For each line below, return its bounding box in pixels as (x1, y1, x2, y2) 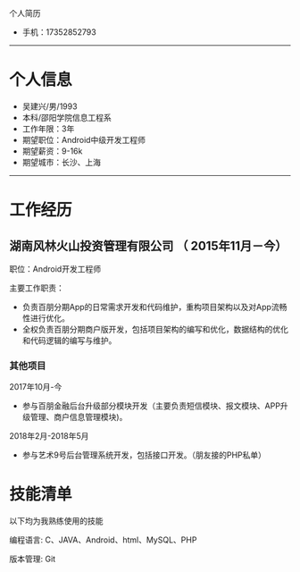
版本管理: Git (9, 553, 56, 565)
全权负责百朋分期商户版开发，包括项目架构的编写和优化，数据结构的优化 (21, 324, 288, 334)
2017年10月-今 (9, 382, 62, 392)
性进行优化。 (21, 312, 70, 324)
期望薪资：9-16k (21, 146, 83, 156)
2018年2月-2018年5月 (9, 431, 89, 442)
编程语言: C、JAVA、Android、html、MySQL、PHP (9, 534, 197, 545)
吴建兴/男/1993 (21, 101, 78, 112)
